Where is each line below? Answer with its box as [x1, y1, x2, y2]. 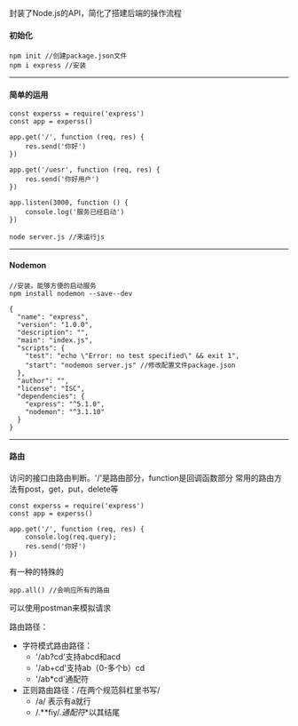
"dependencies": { [17, 392, 86, 401]
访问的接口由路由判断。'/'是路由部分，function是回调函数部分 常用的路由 [9, 472, 275, 483]
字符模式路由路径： [21, 640, 93, 650]
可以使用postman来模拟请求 [9, 602, 112, 613]
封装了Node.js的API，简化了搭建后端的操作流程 [9, 8, 182, 18]
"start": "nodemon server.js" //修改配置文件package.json [25, 361, 236, 370]
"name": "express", [17, 312, 90, 322]
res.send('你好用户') [25, 175, 100, 184]
